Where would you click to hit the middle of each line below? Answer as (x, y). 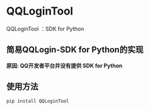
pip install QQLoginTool (38, 101)
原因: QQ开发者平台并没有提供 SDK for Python (64, 66)
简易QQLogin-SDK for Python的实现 (75, 50)
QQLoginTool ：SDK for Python (45, 29)
